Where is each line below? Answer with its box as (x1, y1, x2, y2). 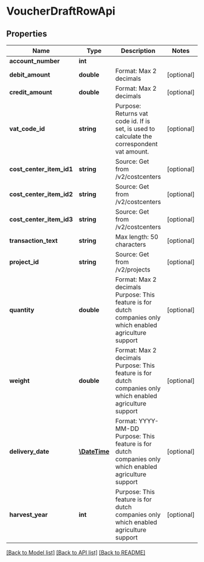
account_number (9, 57, 60, 65)
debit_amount (9, 71, 50, 79)
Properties (6, 29, 47, 39)
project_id (9, 258, 39, 266)
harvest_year (9, 510, 48, 519)
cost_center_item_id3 (9, 215, 73, 223)
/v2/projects (115, 265, 151, 273)
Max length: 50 (115, 233, 159, 241)
